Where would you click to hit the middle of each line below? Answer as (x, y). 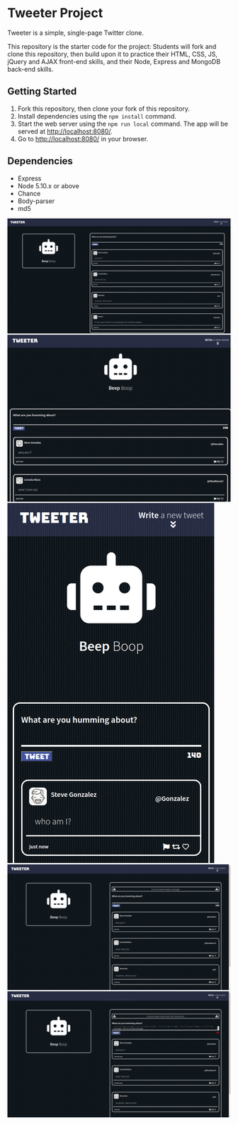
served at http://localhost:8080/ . (65, 131)
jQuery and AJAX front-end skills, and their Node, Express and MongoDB (114, 61)
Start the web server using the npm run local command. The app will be (123, 124)
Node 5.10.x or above (48, 185)
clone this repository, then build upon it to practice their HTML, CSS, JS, (113, 54)
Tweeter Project (55, 13)
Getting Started (42, 91)
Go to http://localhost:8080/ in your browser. (83, 138)
